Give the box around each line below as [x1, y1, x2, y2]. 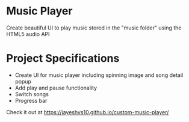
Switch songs [14, 90, 49, 97]
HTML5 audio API [6, 30, 50, 37]
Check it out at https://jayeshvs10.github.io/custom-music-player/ [6, 108, 169, 115]
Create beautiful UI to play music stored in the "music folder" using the [6, 24, 182, 31]
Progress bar [14, 97, 48, 104]
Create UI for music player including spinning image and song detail [14, 71, 184, 79]
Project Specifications [6, 52, 120, 66]
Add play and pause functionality [14, 84, 98, 91]
